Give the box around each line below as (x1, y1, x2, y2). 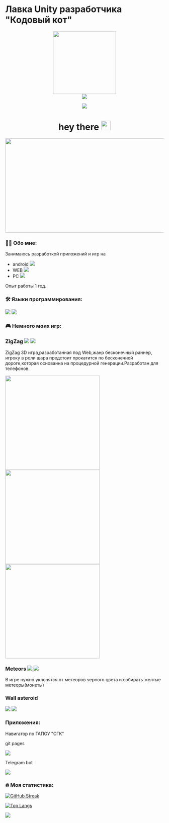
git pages (5, 740, 25, 746)
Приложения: (5, 719, 41, 726)
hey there (58, 122, 100, 133)
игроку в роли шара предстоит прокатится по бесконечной (5, 354, 133, 360)
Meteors (5, 665, 27, 672)
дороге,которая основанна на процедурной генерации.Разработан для (5, 360, 158, 366)
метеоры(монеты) (5, 682, 44, 688)
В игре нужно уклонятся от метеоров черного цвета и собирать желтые (5, 676, 161, 682)
